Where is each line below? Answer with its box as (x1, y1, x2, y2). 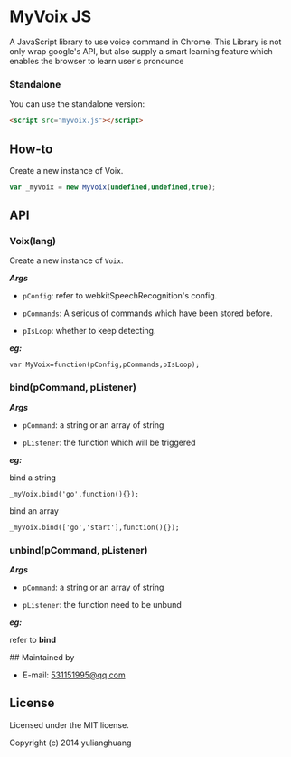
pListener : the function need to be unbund (22, 600, 183, 610)
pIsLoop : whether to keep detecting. (22, 326, 156, 336)
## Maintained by (9, 652, 75, 663)
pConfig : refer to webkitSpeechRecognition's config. (22, 290, 218, 301)
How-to (9, 141, 53, 156)
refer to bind (9, 635, 57, 646)
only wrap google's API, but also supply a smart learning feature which (9, 45, 273, 56)
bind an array (9, 505, 59, 516)
